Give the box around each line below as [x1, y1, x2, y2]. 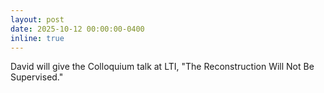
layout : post [10, 14, 65, 25]
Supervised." [10, 71, 64, 83]
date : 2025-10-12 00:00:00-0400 [10, 24, 145, 34]
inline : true [10, 33, 65, 43]
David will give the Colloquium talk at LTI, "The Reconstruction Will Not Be [10, 61, 315, 73]
